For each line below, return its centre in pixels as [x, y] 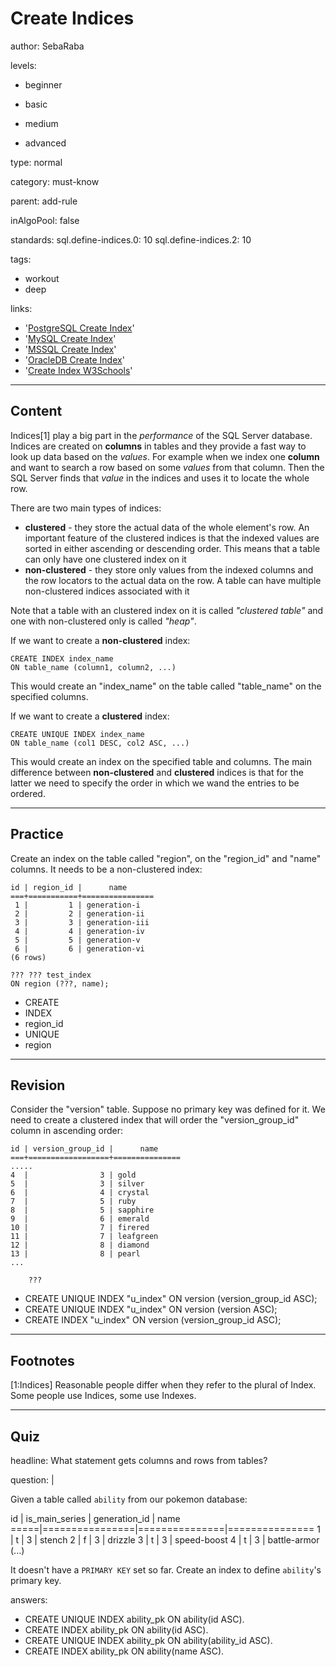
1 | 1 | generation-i [77, 905]
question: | [32, 1480]
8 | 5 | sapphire [82, 1210]
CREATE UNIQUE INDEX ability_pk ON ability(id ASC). [134, 1619]
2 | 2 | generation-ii [79, 913]
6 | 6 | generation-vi [79, 948]
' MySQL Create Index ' [70, 338]
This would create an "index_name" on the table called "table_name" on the [166, 686]
